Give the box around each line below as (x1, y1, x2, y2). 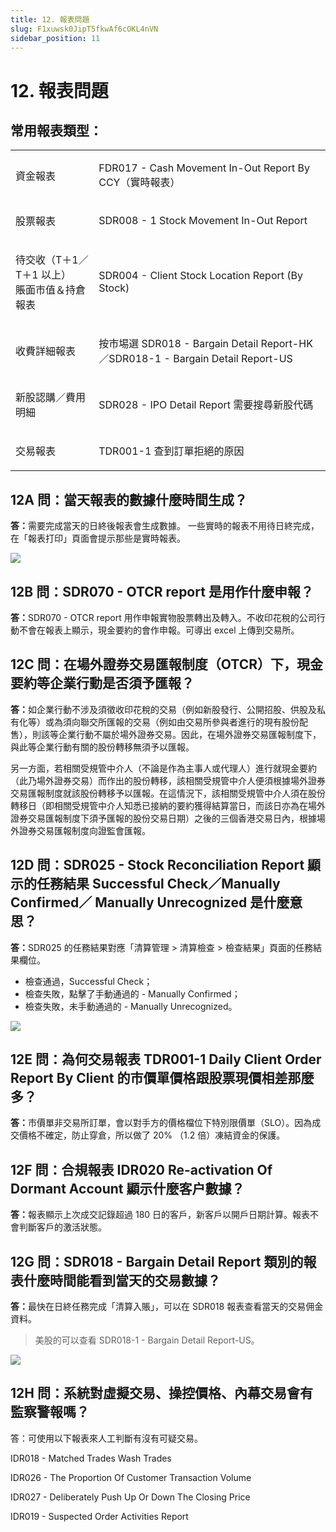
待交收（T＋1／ (15, 253, 89, 267)
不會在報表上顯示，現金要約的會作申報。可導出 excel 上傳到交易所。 (18, 624, 300, 636)
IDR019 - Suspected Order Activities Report (10, 1510, 189, 1522)
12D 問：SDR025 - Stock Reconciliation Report (10, 857, 305, 874)
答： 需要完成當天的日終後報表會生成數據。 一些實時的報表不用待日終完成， (10, 520, 320, 532)
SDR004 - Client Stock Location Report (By (98, 269, 303, 283)
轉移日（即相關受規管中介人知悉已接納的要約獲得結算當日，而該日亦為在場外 (10, 799, 326, 811)
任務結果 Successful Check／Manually (36, 876, 281, 893)
